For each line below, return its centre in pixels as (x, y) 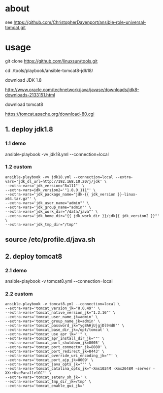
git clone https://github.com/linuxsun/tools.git (51, 61)
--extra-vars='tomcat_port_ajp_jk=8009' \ (49, 360)
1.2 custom (18, 167)
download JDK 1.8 (23, 80)
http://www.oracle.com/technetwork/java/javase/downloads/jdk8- (72, 90)
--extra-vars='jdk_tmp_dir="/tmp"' (42, 225)
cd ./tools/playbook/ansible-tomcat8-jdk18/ (49, 70)
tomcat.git (16, 27)
